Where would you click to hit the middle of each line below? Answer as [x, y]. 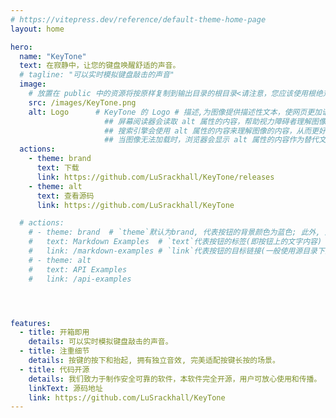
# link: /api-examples [80, 279]
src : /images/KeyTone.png [82, 102]
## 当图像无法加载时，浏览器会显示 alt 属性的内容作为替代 [211, 140]
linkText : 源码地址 [65, 388]
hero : [21, 47]
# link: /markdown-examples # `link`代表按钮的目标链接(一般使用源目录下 [176, 251]
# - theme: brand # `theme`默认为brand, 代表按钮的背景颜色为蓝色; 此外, [174, 232]
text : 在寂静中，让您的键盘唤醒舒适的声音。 [100, 66]
